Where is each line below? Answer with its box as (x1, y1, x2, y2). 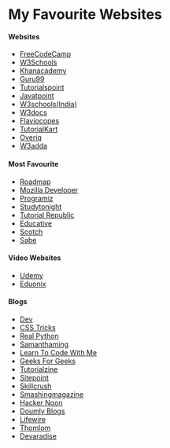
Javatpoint (19, 91, 54, 101)
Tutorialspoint (19, 83, 65, 92)
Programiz (19, 193, 54, 203)
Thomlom (19, 423, 51, 432)
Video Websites (8, 253, 61, 263)
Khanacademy (19, 66, 67, 75)
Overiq (19, 133, 42, 142)
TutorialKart (19, 124, 58, 134)
